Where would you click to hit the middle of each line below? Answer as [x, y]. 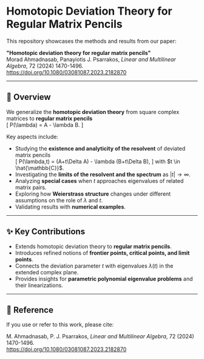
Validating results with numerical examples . [70, 207]
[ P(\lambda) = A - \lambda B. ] [45, 125]
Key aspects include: [32, 137]
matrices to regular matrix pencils [49, 118]
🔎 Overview [29, 97]
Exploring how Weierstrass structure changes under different [93, 194]
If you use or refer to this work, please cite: [60, 325]
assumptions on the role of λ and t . [59, 200]
